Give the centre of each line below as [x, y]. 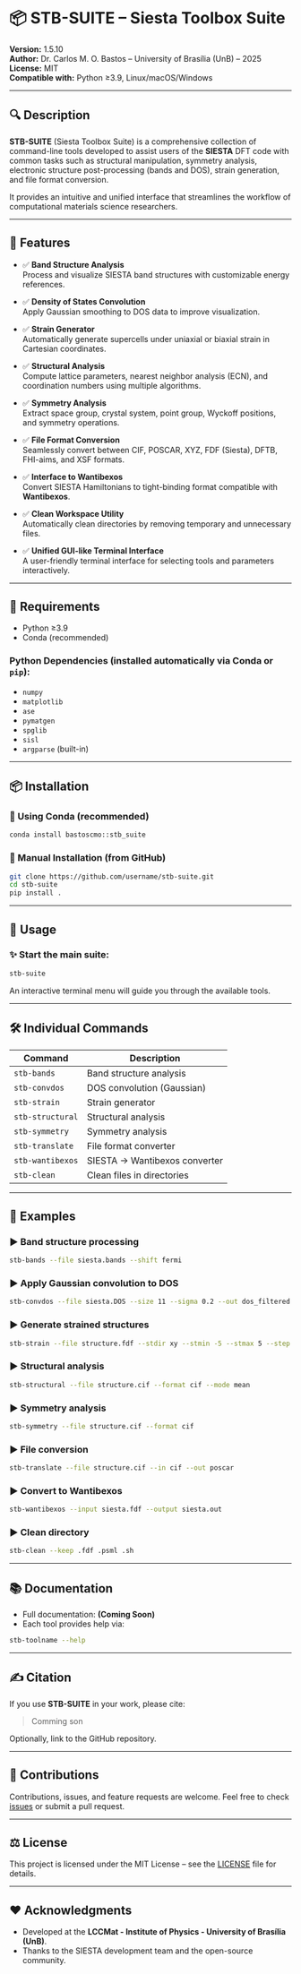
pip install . [36, 893]
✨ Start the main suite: [60, 955]
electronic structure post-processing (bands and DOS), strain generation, [145, 170]
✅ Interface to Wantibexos [73, 476]
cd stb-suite [34, 885]
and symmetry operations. [71, 422]
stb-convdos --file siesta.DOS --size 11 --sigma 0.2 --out [124, 1302]
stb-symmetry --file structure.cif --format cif [102, 1426]
